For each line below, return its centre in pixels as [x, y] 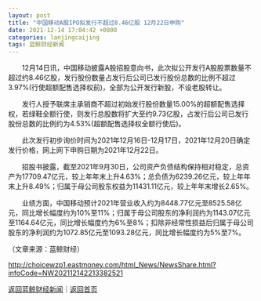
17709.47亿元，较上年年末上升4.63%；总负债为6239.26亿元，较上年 [133, 176]
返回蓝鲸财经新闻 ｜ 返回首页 [53, 289]
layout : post [29, 15]
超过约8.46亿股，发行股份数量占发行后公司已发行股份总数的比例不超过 [122, 78]
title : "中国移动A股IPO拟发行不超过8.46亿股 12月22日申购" [96, 23]
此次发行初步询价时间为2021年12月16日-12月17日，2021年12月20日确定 [136, 140]
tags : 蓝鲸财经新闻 [36, 45]
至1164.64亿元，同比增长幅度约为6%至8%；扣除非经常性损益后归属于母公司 [131, 223]
